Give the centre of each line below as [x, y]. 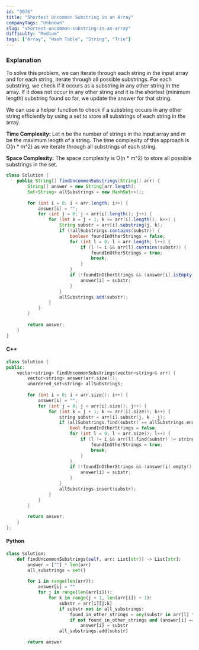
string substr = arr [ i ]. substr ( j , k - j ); [112, 417]
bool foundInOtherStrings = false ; [114, 428]
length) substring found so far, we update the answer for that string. [89, 98]
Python [15, 541]
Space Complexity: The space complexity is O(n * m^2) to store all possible [99, 158]
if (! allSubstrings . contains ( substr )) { [110, 231]
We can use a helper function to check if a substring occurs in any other [94, 110]
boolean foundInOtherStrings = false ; [118, 236]
